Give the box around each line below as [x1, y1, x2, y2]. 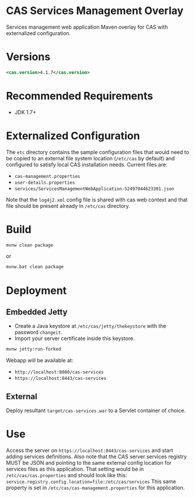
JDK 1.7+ [14, 108, 36, 115]
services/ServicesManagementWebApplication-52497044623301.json [14, 186, 175, 191]
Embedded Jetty [6, 307, 68, 317]
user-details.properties [14, 180, 75, 186]
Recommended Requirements [6, 89, 154, 102]
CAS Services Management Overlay [6, 4, 184, 18]
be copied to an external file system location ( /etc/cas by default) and [6, 155, 175, 162]
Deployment [6, 284, 67, 297]
